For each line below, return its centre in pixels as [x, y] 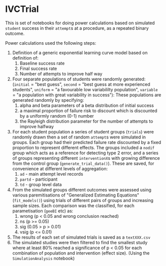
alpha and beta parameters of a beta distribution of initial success [87, 105]
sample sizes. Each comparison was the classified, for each [73, 205]
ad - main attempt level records [51, 174]
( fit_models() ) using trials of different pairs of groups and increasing [83, 200]
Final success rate [38, 68]
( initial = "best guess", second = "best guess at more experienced [81, 84]
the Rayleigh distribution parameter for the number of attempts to [86, 121]
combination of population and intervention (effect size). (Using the [81, 253]
